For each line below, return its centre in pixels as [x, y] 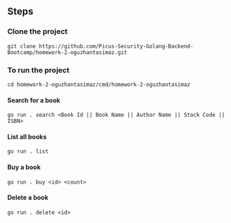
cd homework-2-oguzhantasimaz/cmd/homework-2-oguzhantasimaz [99, 84]
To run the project [38, 70]
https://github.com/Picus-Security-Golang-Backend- [116, 46]
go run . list [28, 152]
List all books [27, 136]
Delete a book [28, 198]
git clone [22, 46]
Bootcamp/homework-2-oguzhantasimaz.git [68, 52]
